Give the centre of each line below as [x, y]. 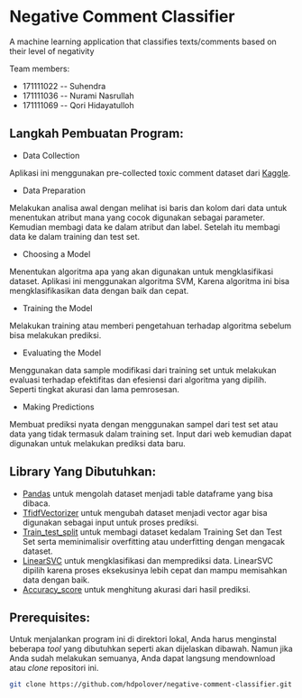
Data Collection [51, 155]
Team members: [40, 69]
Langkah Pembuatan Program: [96, 134]
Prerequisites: [50, 617]
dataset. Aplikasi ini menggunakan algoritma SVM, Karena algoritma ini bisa [150, 280]
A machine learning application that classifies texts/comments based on [143, 41]
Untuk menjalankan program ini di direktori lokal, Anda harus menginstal [143, 639]
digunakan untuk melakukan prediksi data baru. [98, 443]
